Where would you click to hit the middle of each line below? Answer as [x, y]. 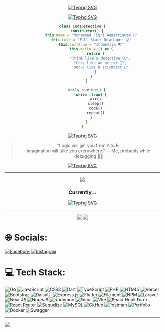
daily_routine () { [87, 90]
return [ [96, 54]
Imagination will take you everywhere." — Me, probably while [89, 151]
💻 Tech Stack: [35, 272]
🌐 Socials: [26, 238]
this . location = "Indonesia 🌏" [91, 44]
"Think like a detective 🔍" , [100, 58]
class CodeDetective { [82, 26]
